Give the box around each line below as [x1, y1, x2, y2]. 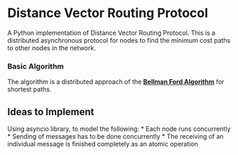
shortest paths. [7, 85, 52, 94]
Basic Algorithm [7, 61, 64, 71]
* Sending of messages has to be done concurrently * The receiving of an [7, 132, 224, 141]
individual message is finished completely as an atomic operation [7, 140, 199, 149]
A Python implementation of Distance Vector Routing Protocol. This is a [7, 28, 215, 37]
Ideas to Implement [7, 105, 94, 118]
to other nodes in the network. [7, 43, 96, 52]
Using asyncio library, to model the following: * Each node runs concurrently [7, 124, 231, 133]
